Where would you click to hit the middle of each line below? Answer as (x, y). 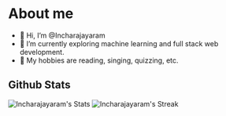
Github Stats (39, 85)
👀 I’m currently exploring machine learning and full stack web (119, 43)
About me (41, 14)
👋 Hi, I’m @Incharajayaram (62, 35)
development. (42, 52)
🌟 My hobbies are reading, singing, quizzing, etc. (99, 60)
